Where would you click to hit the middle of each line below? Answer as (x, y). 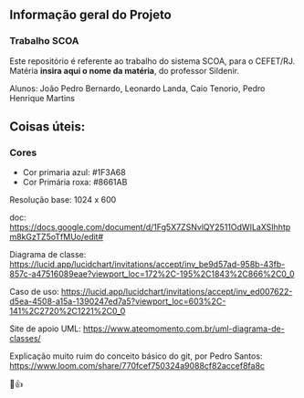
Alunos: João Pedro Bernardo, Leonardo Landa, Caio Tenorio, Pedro (137, 88)
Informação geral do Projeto (90, 15)
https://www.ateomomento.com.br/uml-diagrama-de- (184, 329)
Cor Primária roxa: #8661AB (75, 183)
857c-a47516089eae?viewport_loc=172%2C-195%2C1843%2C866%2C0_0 (152, 274)
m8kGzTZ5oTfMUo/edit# (57, 237)
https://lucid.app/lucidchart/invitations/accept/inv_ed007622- (177, 292)
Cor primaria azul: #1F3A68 (74, 173)
